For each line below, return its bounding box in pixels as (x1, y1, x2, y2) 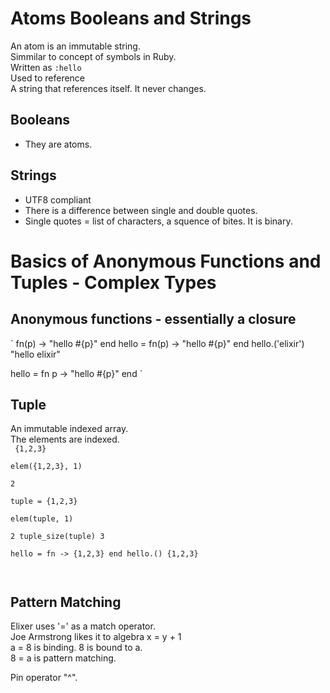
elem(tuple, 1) (10, 514, 74, 524)
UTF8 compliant (24, 193, 92, 206)
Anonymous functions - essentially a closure (10, 311, 297, 328)
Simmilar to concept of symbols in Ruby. (10, 50, 177, 62)
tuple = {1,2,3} (10, 497, 78, 507)
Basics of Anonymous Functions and (10, 250, 322, 272)
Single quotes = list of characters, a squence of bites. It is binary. (24, 215, 293, 227)
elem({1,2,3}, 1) (10, 462, 83, 472)
